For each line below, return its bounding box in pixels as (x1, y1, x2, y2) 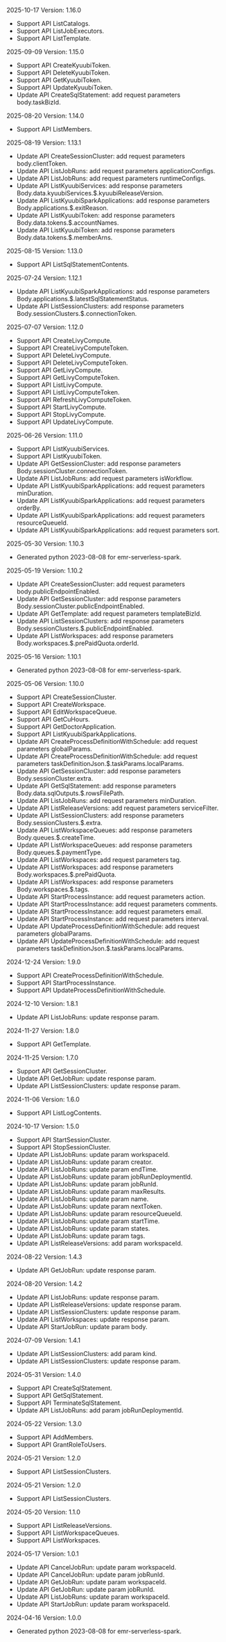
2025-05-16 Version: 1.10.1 (6, 653, 81, 660)
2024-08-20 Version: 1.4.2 (6, 1280, 82, 1288)
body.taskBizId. (16, 98, 61, 106)
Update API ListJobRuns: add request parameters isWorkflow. (16, 475, 193, 482)
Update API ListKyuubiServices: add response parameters (16, 182, 183, 190)
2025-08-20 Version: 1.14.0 (6, 111, 85, 120)
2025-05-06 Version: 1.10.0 (6, 680, 85, 687)
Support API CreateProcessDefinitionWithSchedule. (16, 971, 164, 980)
